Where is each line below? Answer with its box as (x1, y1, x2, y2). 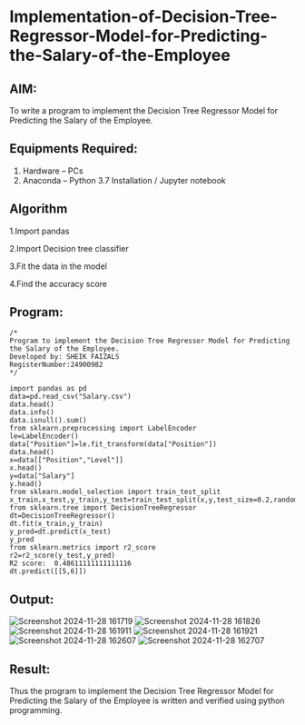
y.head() (9, 480, 43, 489)
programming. (9, 705, 63, 716)
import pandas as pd (9, 384, 88, 393)
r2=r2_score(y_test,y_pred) (9, 551, 116, 561)
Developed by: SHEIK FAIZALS (9, 353, 120, 362)
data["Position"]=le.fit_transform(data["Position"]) (9, 440, 218, 449)
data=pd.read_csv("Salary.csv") (9, 392, 132, 402)
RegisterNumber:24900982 (9, 361, 103, 370)
